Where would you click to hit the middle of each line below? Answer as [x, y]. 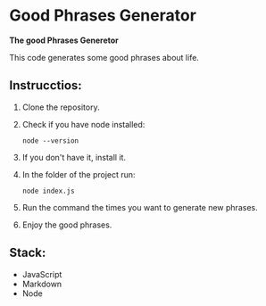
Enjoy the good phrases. [67, 225]
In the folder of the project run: [79, 174]
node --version [50, 141]
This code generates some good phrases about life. [104, 57]
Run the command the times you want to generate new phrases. [140, 207]
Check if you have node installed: [83, 124]
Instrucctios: [46, 86]
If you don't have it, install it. [74, 157]
